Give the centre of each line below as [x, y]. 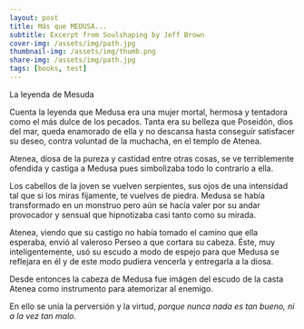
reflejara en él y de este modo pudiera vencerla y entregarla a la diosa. [142, 261]
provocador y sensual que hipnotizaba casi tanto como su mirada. [133, 214]
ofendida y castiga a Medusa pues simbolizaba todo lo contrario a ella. [142, 168]
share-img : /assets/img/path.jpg [73, 60]
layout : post [34, 18]
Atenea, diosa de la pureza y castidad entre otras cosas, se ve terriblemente [152, 158]
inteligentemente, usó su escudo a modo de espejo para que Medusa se [144, 252]
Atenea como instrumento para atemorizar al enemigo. [111, 288]
